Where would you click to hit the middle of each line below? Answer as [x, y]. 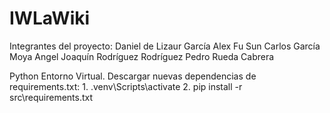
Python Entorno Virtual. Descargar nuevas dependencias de [133, 76]
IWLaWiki [50, 18]
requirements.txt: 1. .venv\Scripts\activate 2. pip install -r [126, 86]
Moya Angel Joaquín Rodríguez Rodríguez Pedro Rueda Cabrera [142, 56]
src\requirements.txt [51, 97]
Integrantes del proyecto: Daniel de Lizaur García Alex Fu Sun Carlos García [165, 46]
